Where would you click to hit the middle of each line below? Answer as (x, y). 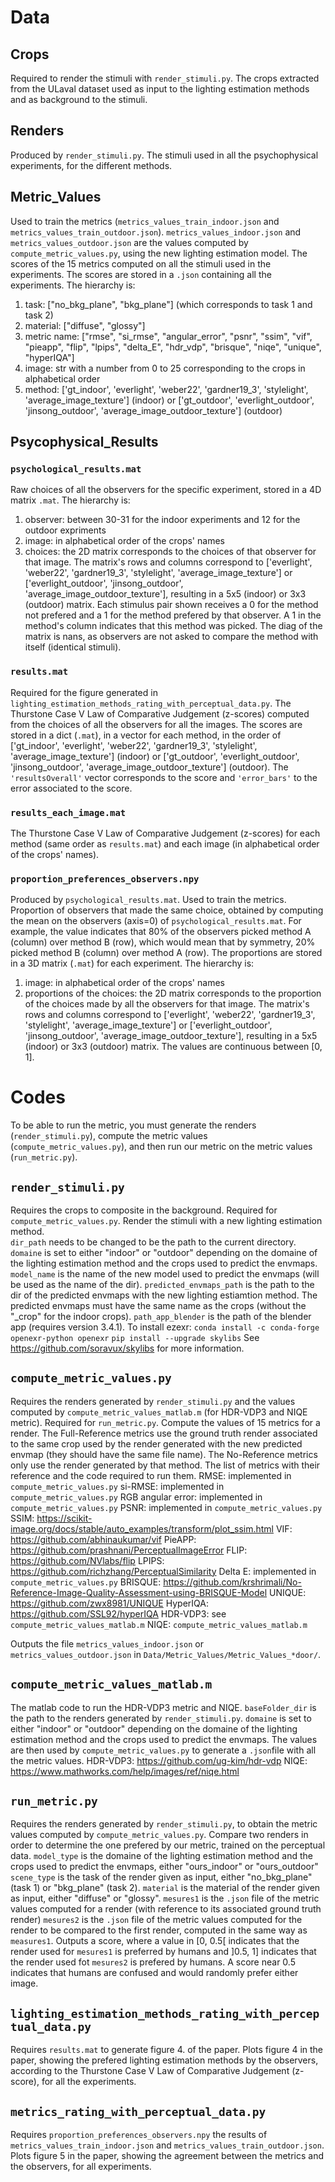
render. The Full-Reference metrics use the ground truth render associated (164, 1433)
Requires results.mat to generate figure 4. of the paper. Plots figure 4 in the (167, 2050)
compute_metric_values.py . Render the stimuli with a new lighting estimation (166, 1220)
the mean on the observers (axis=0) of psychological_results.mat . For (156, 921)
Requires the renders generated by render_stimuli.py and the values (153, 1401)
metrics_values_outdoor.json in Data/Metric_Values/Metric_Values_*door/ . (166, 1654)
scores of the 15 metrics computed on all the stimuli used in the (141, 263)
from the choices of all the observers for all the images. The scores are (156, 724)
